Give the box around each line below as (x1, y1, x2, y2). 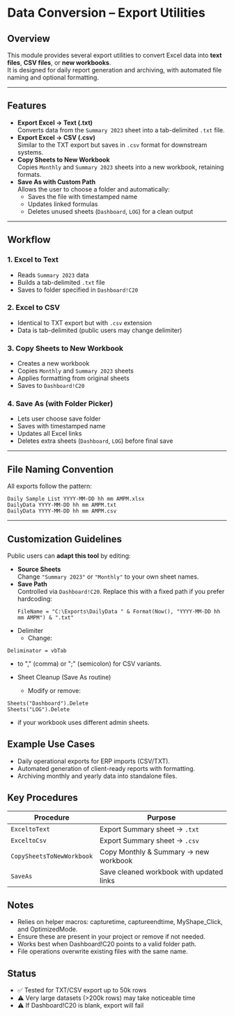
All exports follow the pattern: (7, 482, 93, 490)
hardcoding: (17, 595, 52, 603)
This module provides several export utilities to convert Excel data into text (7, 51, 222, 59)
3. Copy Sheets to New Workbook (7, 343, 124, 353)
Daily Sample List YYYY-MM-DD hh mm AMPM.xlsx (7, 496, 145, 503)
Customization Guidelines (7, 533, 123, 545)
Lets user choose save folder (17, 414, 101, 423)
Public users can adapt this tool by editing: (7, 552, 131, 560)
